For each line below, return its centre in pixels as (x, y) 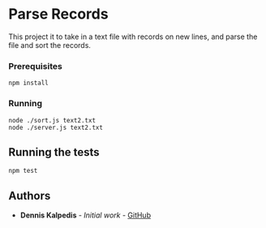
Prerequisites (35, 66)
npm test (23, 171)
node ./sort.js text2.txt (52, 120)
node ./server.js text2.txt (56, 127)
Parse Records (58, 14)
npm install (28, 83)
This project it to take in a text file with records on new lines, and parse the (133, 37)
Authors (30, 196)
